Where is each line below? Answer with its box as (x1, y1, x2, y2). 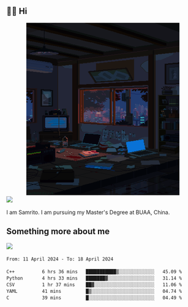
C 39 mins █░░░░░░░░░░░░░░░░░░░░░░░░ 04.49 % (6, 295, 182, 301)
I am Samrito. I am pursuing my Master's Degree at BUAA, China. (6, 208, 170, 216)
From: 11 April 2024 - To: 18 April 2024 (6, 256, 114, 262)
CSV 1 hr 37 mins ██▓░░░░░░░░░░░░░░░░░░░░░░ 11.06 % (6, 282, 182, 288)
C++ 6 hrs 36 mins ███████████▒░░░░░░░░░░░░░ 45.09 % (6, 269, 182, 275)
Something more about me (6, 226, 110, 237)
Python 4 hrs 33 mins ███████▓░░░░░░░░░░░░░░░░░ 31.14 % (6, 275, 182, 282)
